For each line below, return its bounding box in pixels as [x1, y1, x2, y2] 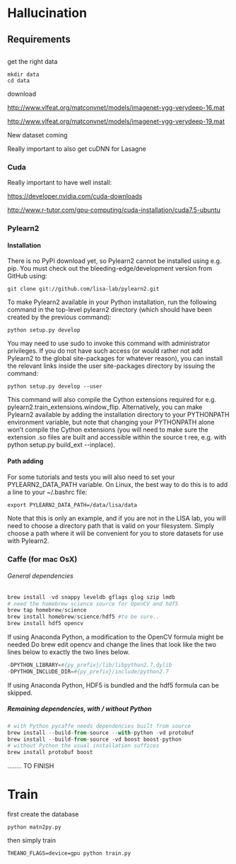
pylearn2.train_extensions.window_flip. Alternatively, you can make [7, 403, 203, 412]
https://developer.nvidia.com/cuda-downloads [7, 192, 143, 201]
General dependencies [7, 572, 74, 580]
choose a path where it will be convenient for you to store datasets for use [7, 529, 224, 537]
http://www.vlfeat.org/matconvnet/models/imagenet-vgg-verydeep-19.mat [7, 117, 225, 125]
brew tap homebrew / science [7, 607, 87, 614]
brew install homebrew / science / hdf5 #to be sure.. [7, 613, 160, 621]
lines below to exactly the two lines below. [7, 648, 130, 656]
